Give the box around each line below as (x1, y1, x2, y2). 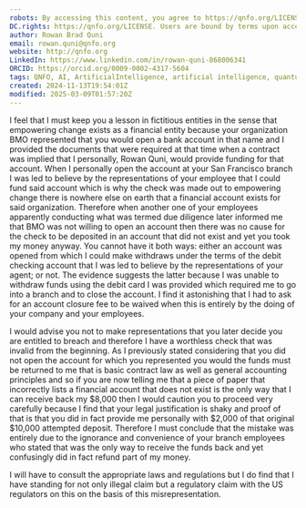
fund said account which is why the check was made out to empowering (9, 182, 281, 193)
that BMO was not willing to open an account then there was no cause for (9, 220, 285, 232)
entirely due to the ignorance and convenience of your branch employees (9, 432, 285, 442)
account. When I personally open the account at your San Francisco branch (9, 163, 293, 174)
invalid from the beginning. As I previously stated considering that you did (9, 345, 287, 356)
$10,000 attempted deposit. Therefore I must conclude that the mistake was (9, 422, 294, 433)
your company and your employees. (9, 308, 145, 319)
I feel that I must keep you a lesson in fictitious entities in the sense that (9, 115, 278, 126)
